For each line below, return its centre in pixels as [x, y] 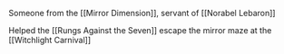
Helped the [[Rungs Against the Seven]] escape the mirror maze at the [140, 30]
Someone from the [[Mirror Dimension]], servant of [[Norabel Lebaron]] [142, 13]
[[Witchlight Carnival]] [50, 40]
